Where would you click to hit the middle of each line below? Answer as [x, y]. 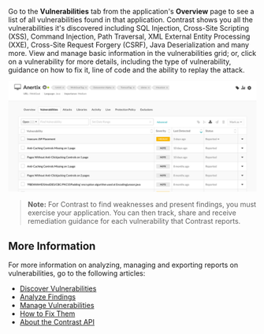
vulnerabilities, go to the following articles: [77, 273]
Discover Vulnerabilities [58, 289]
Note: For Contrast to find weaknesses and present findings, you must [142, 205]
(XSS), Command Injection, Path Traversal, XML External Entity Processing [129, 36]
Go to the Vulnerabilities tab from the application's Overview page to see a [131, 11]
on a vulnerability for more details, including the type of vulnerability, [120, 61]
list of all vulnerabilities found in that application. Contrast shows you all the [131, 20]
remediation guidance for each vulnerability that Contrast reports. [134, 221]
